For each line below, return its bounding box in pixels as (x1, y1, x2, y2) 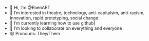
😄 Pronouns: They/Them (9, 31, 60, 36)
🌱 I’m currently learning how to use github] (9, 20, 95, 26)
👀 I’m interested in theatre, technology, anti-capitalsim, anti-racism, (9, 10, 145, 16)
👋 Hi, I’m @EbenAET (9, 5, 51, 10)
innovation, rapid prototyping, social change (9, 15, 98, 20)
